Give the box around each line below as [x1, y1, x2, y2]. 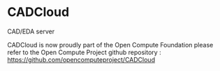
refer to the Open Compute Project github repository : [7, 48, 162, 56]
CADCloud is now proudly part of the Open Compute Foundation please [7, 40, 214, 49]
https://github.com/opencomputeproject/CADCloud [7, 55, 156, 63]
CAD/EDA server [7, 27, 54, 35]
